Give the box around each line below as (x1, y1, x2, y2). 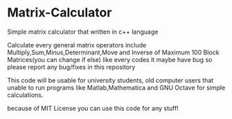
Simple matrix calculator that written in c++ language (7, 28, 159, 36)
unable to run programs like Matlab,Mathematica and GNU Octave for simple (7, 83, 226, 91)
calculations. (7, 91, 44, 99)
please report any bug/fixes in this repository (7, 63, 136, 71)
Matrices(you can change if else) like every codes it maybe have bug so (7, 55, 213, 63)
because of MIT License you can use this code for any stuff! (7, 104, 179, 112)
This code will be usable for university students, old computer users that (7, 76, 214, 84)
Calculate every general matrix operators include (7, 41, 147, 49)
